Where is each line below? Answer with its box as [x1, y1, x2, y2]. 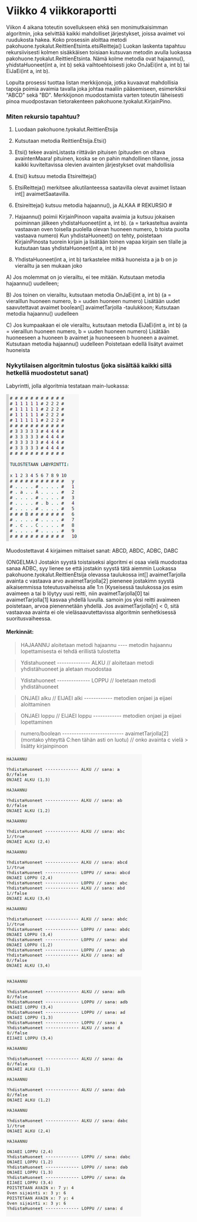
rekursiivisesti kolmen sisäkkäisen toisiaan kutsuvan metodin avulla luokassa [6, 48, 192, 55]
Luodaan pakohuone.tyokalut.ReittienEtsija [14, 126, 118, 133]
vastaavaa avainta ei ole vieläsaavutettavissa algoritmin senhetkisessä [6, 609, 176, 616]
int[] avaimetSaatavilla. [14, 190, 70, 198]
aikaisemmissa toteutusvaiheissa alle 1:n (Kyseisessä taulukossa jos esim [6, 583, 183, 590]
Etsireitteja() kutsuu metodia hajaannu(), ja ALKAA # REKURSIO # [14, 202, 172, 209]
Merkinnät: [6, 628, 34, 635]
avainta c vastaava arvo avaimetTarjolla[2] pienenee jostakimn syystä [6, 577, 175, 584]
